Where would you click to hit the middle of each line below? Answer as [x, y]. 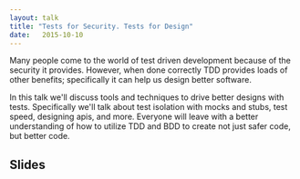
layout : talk [34, 18]
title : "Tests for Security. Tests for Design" [102, 26]
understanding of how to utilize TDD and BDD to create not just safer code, [150, 126]
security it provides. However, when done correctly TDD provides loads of [149, 70]
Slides [27, 164]
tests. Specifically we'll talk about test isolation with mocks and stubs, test [149, 107]
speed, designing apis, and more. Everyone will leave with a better [134, 117]
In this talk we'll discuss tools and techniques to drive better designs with [147, 97]
